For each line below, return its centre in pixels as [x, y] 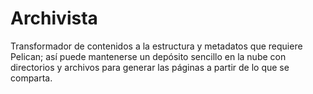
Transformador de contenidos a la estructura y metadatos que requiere [156, 46]
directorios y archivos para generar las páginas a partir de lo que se [150, 67]
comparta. [31, 78]
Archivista [54, 18]
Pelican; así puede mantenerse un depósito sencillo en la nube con [148, 56]
